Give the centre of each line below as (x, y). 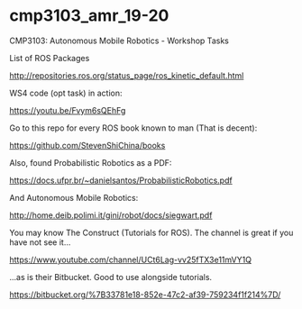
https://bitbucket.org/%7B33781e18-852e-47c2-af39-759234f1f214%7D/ (145, 295)
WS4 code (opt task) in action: (66, 93)
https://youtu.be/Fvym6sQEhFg (68, 110)
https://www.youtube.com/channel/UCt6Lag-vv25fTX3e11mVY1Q (131, 259)
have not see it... (40, 242)
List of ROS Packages (50, 58)
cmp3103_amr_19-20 (89, 16)
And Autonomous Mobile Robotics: (74, 197)
